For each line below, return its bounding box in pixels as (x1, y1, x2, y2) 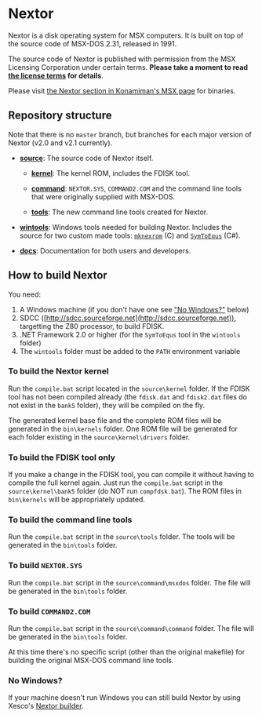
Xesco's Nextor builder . (8, 702, 84, 711)
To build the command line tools (8, 515, 133, 526)
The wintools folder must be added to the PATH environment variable (19, 346, 241, 355)
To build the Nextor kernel (8, 366, 109, 377)
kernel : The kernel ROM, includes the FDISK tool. (31, 168, 191, 177)
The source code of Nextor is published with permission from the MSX (8, 54, 236, 64)
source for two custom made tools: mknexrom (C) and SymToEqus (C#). (19, 231, 241, 240)
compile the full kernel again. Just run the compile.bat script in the (8, 478, 224, 487)
